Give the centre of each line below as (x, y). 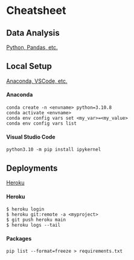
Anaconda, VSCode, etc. (37, 81)
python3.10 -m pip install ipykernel (54, 150)
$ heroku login (25, 209)
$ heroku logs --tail (33, 225)
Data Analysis (33, 33)
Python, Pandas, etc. (32, 47)
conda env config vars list (42, 124)
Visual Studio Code (31, 137)
